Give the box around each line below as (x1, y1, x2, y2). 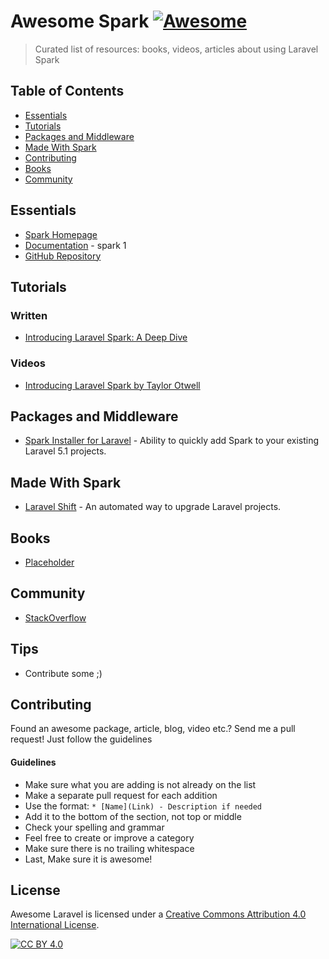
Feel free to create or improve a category (24, 831, 195, 844)
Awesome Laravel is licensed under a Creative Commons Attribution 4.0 (10, 908, 307, 920)
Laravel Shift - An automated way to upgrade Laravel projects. (24, 501, 282, 513)
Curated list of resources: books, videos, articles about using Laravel (34, 43, 319, 55)
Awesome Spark (10, 10, 150, 33)
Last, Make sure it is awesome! (24, 853, 153, 865)
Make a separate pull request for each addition (24, 789, 218, 801)
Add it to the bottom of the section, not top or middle (24, 810, 242, 822)
